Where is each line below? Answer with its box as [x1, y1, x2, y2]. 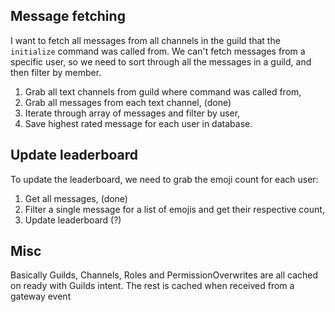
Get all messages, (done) [24, 192, 128, 204]
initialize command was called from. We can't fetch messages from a [10, 45, 306, 57]
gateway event [10, 290, 72, 303]
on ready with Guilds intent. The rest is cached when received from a [10, 280, 295, 292]
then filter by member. [10, 66, 102, 78]
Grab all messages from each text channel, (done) [24, 96, 232, 108]
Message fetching [10, 8, 126, 25]
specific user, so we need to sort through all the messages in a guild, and [10, 55, 312, 68]
